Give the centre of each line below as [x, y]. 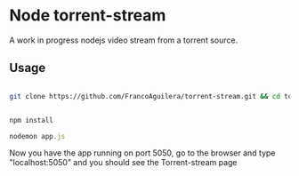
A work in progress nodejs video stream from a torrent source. [124, 40]
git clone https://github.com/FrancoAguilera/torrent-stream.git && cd [145, 96]
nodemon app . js [37, 136]
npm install [31, 120]
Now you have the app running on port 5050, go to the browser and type [142, 153]
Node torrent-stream [88, 16]
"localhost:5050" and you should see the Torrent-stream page [123, 163]
